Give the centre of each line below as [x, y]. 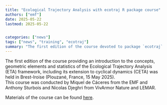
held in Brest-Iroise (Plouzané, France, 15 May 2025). [60, 77]
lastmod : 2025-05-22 [27, 24]
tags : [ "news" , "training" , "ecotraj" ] [47, 42]
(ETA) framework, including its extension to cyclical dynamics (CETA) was [82, 71]
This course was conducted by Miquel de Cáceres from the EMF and [76, 82]
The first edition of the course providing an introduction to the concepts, [80, 61]
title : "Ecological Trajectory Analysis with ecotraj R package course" [83, 10]
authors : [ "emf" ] [23, 15]
